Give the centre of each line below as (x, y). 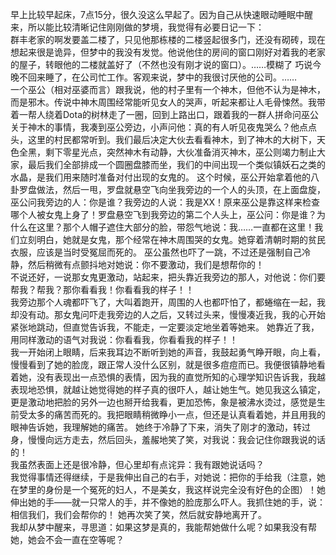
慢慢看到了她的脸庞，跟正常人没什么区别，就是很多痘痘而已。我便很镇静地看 (168, 364)
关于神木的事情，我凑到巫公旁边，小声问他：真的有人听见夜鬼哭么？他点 (159, 127)
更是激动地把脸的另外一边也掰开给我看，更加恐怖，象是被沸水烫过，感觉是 (163, 402)
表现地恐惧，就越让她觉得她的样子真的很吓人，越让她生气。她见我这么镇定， (168, 389)
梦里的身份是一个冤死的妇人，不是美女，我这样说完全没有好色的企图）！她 (172, 489)
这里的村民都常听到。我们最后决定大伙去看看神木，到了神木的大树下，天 (176, 139)
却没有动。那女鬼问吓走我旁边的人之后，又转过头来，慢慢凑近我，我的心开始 (168, 314)
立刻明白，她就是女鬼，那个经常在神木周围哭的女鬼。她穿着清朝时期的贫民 (172, 239)
